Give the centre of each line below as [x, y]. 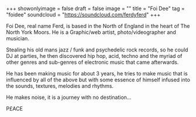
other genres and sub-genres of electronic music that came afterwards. [92, 62]
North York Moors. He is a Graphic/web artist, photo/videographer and [91, 32]
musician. [18, 38]
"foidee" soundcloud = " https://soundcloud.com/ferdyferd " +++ [83, 15]
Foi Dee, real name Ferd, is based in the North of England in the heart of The [98, 26]
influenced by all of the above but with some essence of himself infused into [98, 80]
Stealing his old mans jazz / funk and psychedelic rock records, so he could [97, 50]
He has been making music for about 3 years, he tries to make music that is [97, 73]
